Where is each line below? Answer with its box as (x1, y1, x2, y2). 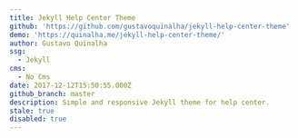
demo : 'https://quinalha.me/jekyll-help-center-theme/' (9, 30, 225, 39)
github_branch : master (9, 89, 95, 98)
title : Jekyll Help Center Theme (9, 13, 136, 23)
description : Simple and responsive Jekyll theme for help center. (9, 97, 271, 107)
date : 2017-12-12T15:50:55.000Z (9, 81, 132, 90)
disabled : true (9, 114, 67, 123)
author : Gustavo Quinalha (9, 38, 107, 48)
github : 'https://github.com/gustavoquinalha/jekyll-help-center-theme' (9, 22, 291, 31)
